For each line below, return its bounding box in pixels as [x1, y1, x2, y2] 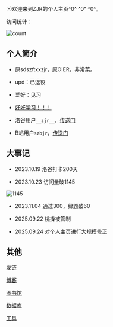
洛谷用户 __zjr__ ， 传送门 [14, 116, 76, 124]
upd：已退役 [14, 78, 46, 85]
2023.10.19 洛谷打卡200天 [14, 165, 79, 172]
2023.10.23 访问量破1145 [14, 178, 76, 185]
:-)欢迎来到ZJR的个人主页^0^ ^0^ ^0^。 [6, 5, 102, 12]
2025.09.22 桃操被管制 [14, 215, 71, 222]
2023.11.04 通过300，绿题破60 [14, 202, 90, 209]
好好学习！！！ [14, 103, 52, 111]
